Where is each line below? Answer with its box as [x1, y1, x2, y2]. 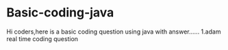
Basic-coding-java [6, 5, 114, 21]
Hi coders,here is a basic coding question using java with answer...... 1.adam [6, 27, 221, 36]
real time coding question [6, 34, 79, 42]
